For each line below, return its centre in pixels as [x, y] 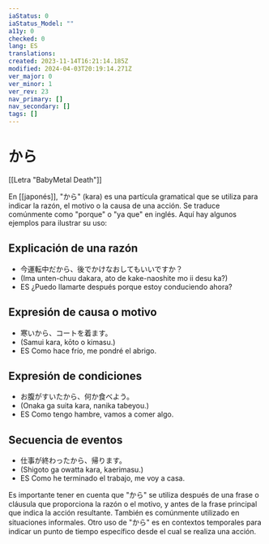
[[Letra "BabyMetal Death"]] [56, 179]
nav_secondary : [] [39, 106]
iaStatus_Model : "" [41, 24]
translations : [32, 54]
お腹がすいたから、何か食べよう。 [77, 397]
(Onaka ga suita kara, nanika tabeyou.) [85, 406]
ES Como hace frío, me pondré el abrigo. [88, 351]
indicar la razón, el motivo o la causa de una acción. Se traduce [114, 205]
